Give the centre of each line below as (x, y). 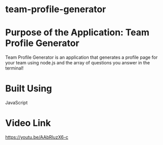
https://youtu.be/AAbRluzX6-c (37, 137)
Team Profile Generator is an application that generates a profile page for (81, 57)
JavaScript (16, 103)
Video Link (28, 123)
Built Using (29, 88)
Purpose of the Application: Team (77, 33)
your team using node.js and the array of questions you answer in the (78, 63)
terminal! (14, 68)
